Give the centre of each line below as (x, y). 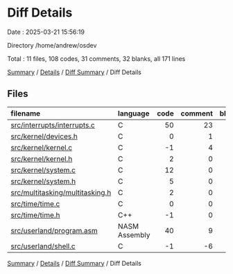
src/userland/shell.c (43, 246)
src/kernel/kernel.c (42, 147)
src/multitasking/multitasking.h (61, 192)
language (133, 113)
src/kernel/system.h (43, 181)
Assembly (134, 235)
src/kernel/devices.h (44, 136)
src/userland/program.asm (54, 230)
